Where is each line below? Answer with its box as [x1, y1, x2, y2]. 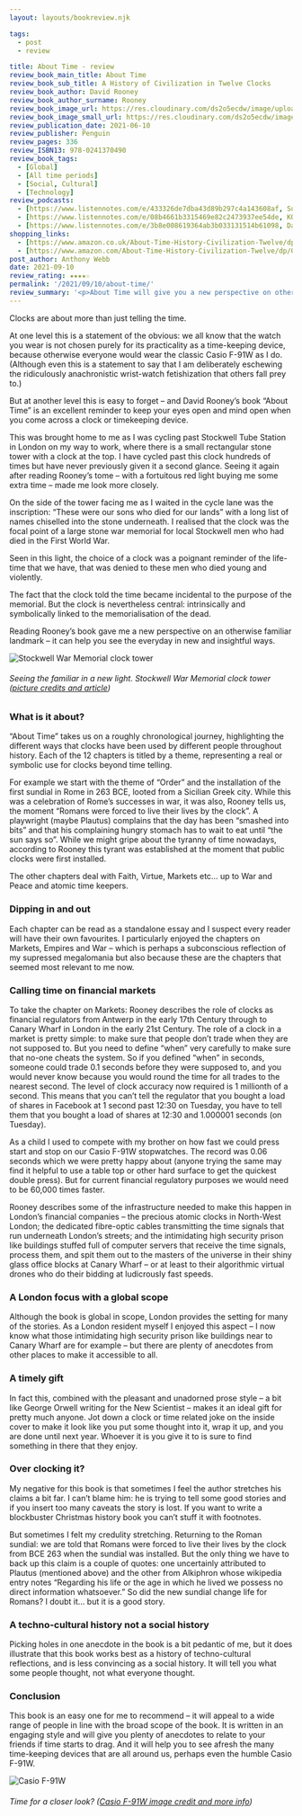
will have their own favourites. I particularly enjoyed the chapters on [9, 932, 261, 944]
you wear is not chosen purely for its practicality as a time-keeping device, [9, 339, 286, 351]
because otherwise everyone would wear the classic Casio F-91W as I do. [9, 349, 283, 360]
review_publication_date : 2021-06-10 [9, 120, 151, 130]
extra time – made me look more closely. [9, 479, 159, 490]
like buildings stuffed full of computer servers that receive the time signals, [9, 1240, 287, 1251]
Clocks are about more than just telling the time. [9, 312, 187, 324]
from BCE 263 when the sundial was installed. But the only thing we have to [9, 1548, 289, 1559]
